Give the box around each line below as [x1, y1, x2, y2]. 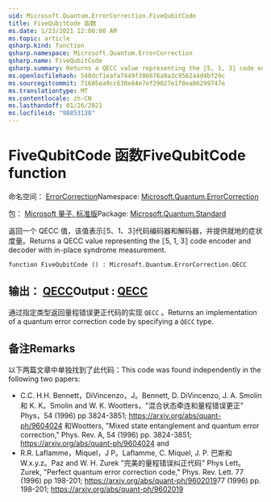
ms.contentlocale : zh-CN [8, 94, 92, 102]
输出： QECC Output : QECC [8, 284, 148, 298]
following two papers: [8, 374, 81, 384]
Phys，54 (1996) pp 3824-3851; [19, 410, 127, 420]
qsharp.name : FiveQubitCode [8, 57, 103, 65]
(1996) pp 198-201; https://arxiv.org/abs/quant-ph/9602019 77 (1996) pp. [19, 475, 261, 485]
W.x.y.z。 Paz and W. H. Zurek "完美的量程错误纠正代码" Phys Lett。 [19, 458, 246, 467]
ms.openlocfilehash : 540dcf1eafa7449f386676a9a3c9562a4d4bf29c [8, 72, 226, 80]
